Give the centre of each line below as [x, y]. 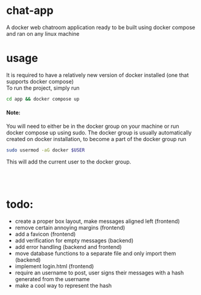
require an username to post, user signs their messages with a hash [99, 273]
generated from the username [52, 279]
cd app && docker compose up [43, 99]
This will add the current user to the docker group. [69, 162]
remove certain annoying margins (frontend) [70, 227]
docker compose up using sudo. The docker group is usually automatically [99, 132]
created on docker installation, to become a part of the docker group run [96, 139]
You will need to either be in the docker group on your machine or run [93, 126]
